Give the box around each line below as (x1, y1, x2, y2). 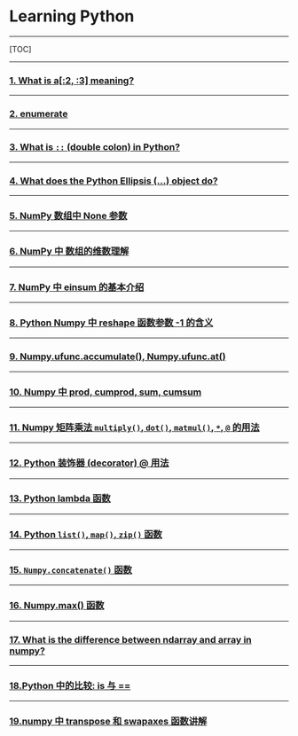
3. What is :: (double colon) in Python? (9, 141, 180, 153)
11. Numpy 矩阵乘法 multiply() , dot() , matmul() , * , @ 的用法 (9, 421, 260, 434)
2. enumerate (9, 108, 68, 121)
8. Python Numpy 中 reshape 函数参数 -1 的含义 (9, 317, 214, 329)
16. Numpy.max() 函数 (9, 599, 105, 612)
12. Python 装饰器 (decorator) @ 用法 (9, 457, 169, 469)
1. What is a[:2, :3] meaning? (9, 74, 135, 86)
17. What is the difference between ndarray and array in (9, 633, 253, 646)
